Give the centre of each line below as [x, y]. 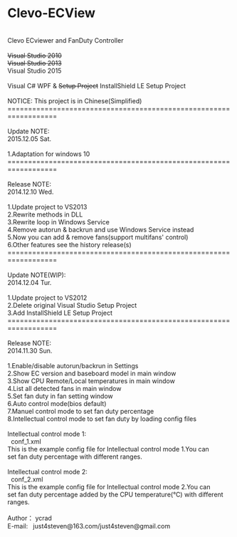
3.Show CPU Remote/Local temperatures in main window [91, 381]
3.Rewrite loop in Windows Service [59, 221]
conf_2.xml [27, 479]
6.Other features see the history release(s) [69, 244]
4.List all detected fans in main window [64, 388]
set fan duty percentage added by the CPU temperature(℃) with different [115, 494]
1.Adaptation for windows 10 [49, 154]
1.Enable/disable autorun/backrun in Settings [73, 365]
